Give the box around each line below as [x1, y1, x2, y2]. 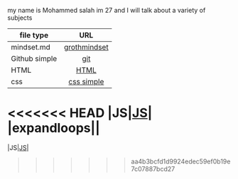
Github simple [11, 54, 58, 63]
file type [19, 30, 48, 40]
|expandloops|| [7, 120, 101, 137]
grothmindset [63, 42, 109, 52]
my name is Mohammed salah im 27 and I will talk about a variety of [7, 6, 206, 14]
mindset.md [11, 42, 51, 52]
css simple [68, 77, 104, 86]
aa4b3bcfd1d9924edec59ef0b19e [131, 157, 231, 166]
